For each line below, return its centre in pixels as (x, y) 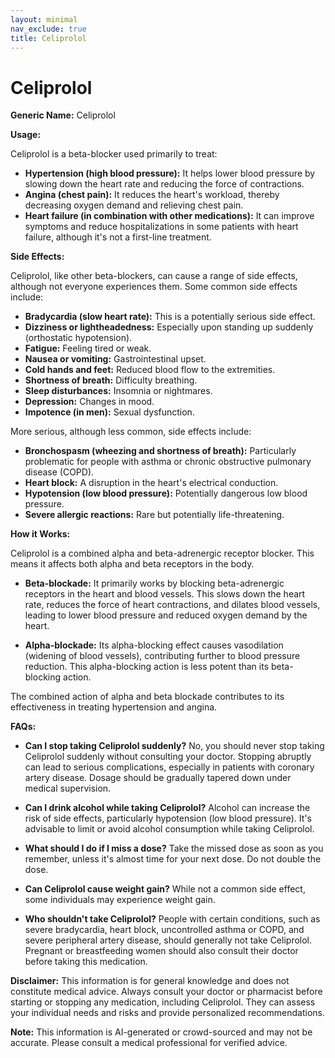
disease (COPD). (59, 472)
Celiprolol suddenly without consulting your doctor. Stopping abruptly (168, 757)
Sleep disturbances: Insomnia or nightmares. (118, 391)
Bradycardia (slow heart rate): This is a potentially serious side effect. (170, 317)
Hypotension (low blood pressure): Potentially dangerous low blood (166, 493)
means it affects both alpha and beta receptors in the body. (132, 564)
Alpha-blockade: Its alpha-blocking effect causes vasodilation (154, 645)
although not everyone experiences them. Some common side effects (154, 287)
